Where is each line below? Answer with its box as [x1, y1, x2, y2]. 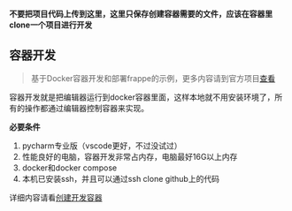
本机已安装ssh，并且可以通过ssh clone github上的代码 [21, 173, 219, 184]
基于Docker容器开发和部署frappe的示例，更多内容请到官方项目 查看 [30, 72, 276, 83]
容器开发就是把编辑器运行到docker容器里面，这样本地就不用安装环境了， [9, 92, 275, 102]
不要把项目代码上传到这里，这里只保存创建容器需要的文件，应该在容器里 [9, 9, 273, 19]
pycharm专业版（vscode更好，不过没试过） [21, 140, 182, 151]
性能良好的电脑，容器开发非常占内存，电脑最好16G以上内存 [21, 151, 238, 162]
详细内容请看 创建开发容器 [9, 192, 103, 202]
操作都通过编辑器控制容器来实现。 [24, 102, 149, 113]
